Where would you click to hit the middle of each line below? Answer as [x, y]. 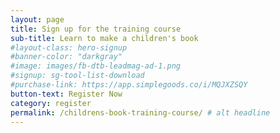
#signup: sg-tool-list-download [77, 76]
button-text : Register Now [66, 94]
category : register [51, 103]
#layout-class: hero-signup [69, 47]
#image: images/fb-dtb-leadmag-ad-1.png [96, 66]
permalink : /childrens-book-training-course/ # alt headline [140, 112]
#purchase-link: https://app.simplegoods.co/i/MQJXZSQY [129, 85]
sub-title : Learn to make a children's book [104, 38]
